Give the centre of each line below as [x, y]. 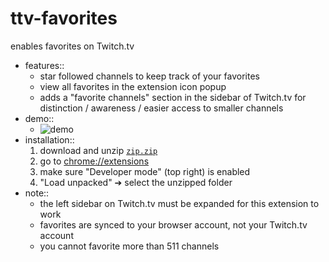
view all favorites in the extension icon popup [133, 86]
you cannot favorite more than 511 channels [129, 246]
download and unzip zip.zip [98, 150]
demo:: [39, 118]
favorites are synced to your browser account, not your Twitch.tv [173, 224]
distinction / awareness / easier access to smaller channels [161, 108]
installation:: [49, 139]
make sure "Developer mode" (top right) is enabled [145, 171]
